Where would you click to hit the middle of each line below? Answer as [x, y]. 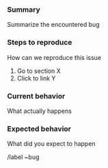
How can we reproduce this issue [54, 57]
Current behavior [36, 96]
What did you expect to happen [51, 144]
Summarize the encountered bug [54, 25]
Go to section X [39, 71]
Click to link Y [36, 78]
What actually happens [39, 111]
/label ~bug [23, 157]
